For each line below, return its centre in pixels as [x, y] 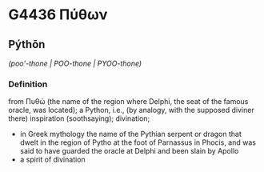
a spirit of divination [52, 160]
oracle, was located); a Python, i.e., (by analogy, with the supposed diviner [131, 110]
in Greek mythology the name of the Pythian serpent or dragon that [131, 134]
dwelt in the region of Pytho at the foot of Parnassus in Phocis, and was [138, 142]
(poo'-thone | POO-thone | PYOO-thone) [75, 63]
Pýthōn [27, 44]
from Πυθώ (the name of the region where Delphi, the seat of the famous [128, 102]
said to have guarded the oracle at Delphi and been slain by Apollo [129, 151]
